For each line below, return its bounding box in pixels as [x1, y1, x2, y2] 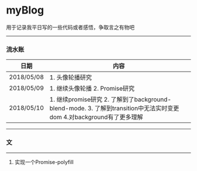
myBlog [6, 4, 44, 17]
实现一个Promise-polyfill [14, 158, 74, 165]
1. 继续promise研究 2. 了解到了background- [49, 95, 172, 103]
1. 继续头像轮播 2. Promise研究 [49, 85, 135, 93]
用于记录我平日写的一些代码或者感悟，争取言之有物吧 [6, 24, 135, 31]
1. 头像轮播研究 [49, 73, 92, 82]
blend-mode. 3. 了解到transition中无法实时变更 [49, 104, 179, 112]
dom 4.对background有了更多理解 [49, 113, 144, 121]
